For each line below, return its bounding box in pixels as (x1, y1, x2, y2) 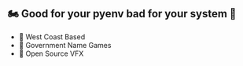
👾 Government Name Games (18, 40, 112, 49)
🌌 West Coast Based (18, 31, 86, 42)
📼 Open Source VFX (18, 49, 84, 58)
